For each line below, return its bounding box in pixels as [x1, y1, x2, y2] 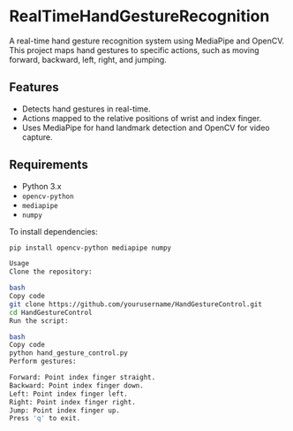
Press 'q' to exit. [9, 414, 81, 423]
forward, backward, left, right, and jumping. [9, 54, 168, 65]
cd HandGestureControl [9, 308, 93, 317]
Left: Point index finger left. [9, 389, 128, 398]
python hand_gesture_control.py [9, 349, 128, 358]
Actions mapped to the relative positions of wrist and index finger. [21, 112, 262, 123]
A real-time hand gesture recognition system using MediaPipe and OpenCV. [9, 35, 285, 46]
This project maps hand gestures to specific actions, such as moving [9, 44, 259, 55]
